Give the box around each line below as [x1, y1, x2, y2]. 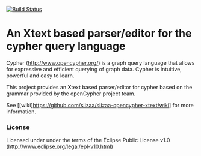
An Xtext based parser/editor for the [6, 27, 192, 40]
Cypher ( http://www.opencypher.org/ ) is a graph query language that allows [6, 59, 195, 66]
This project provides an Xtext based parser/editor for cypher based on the [6, 83, 193, 91]
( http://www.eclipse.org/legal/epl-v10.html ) [6, 143, 113, 150]
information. [6, 108, 37, 115]
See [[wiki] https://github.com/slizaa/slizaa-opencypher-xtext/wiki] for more [6, 101, 194, 109]
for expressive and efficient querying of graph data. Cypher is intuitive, [6, 65, 182, 73]
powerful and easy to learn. [6, 72, 75, 79]
